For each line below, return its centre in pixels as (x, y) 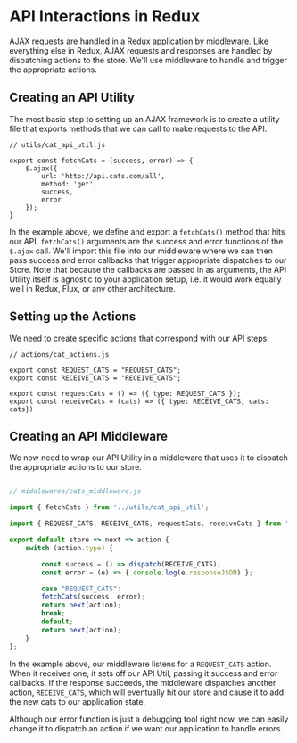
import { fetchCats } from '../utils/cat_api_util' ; (109, 508)
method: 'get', (70, 184)
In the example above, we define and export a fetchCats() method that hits (147, 231)
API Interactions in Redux (105, 17)
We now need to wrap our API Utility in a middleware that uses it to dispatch (148, 458)
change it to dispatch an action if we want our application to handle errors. (146, 728)
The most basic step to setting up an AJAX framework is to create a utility (144, 119)
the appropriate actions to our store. (76, 467)
